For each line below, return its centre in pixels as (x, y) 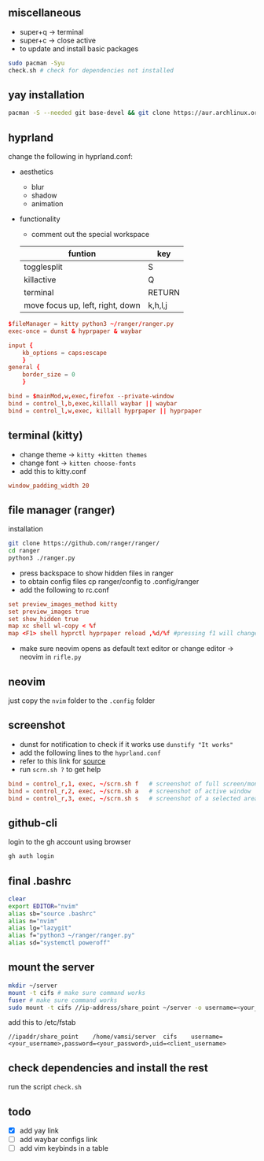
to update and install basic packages (79, 48)
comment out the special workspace (90, 235)
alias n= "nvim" (33, 921)
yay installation (46, 95)
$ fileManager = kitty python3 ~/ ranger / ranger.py (91, 324)
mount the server (51, 967)
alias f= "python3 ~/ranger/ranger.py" (71, 936)
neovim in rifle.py (50, 657)
